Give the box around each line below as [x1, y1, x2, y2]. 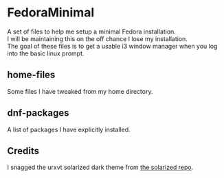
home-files [7, 69, 56, 81]
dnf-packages [7, 107, 69, 119]
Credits [7, 145, 40, 157]
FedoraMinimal [7, 5, 95, 21]
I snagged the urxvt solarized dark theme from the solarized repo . [7, 163, 194, 172]
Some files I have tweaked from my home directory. [7, 87, 153, 95]
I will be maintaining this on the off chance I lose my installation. [7, 34, 188, 42]
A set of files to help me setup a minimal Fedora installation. [7, 27, 177, 36]
